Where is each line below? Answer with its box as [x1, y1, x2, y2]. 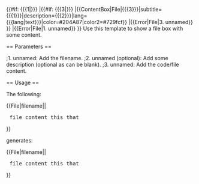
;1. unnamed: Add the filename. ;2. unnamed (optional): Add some [6, 55, 169, 61]
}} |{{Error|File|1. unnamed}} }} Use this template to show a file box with [6, 25, 183, 32]
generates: [6, 137, 33, 144]
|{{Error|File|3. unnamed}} [128, 19, 194, 25]
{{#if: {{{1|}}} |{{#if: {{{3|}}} [6, 6, 74, 13]
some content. [6, 31, 42, 38]
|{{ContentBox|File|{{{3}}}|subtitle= [74, 6, 162, 13]
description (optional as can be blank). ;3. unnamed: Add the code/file [6, 61, 179, 68]
